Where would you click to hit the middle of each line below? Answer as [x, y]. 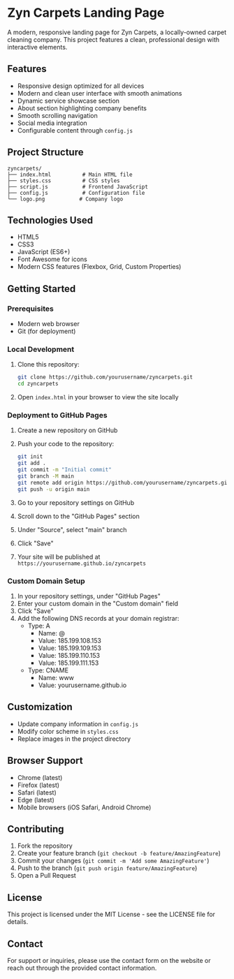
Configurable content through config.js [75, 130]
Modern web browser [49, 324]
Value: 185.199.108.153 [70, 640]
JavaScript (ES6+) [44, 252]
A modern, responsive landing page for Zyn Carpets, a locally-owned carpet [117, 32]
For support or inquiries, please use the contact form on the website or [109, 961]
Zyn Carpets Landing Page [86, 13]
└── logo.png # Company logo [65, 199]
